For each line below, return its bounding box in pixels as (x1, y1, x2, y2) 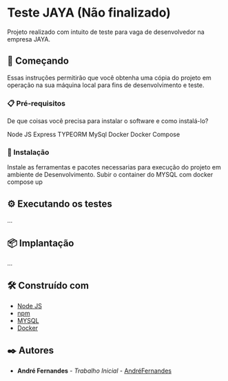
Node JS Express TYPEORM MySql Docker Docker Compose (7, 130, 180, 139)
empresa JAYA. (7, 35, 50, 43)
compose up (7, 178, 43, 186)
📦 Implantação (7, 237, 74, 249)
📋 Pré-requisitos (7, 98, 65, 108)
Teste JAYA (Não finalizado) (7, 5, 171, 21)
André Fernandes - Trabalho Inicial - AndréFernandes (17, 366, 172, 375)
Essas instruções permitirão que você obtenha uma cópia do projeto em (7, 73, 211, 82)
